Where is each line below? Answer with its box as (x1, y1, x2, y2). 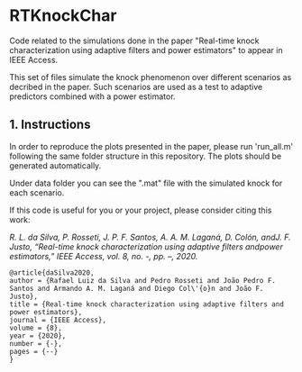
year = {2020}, (9, 331, 67, 340)
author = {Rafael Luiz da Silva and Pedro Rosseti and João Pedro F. (9, 276, 277, 285)
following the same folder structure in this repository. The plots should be (9, 150, 282, 161)
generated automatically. (9, 159, 102, 171)
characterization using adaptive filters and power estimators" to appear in (9, 44, 283, 55)
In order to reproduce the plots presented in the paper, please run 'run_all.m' (9, 141, 294, 151)
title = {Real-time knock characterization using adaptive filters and (9, 299, 284, 309)
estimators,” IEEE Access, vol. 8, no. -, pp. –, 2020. (9, 250, 198, 261)
